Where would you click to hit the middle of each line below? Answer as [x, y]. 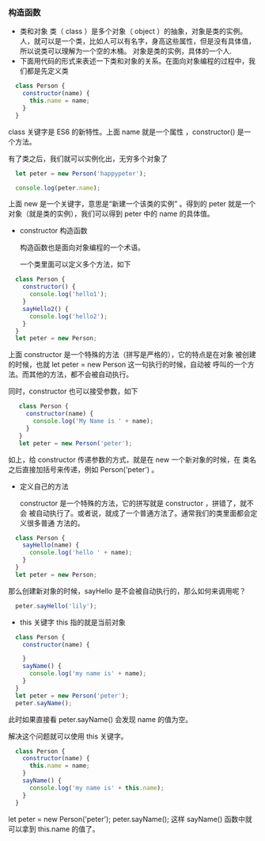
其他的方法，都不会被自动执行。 [81, 374]
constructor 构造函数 [54, 231]
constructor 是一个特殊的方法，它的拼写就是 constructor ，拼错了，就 [133, 503]
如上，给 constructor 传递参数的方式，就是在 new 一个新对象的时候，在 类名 [132, 459]
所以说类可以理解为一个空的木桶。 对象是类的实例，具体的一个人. [125, 51]
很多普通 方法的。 [55, 523]
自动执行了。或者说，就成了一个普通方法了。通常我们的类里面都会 [143, 513]
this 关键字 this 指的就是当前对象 [72, 622]
